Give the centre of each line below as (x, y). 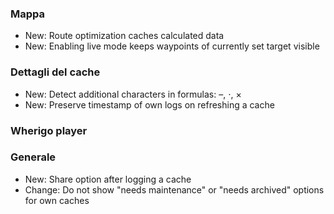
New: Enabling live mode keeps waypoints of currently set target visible (172, 46)
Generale (33, 157)
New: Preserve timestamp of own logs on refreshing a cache (149, 104)
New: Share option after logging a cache (108, 179)
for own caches (57, 200)
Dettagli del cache (55, 72)
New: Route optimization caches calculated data (124, 36)
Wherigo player (49, 130)
